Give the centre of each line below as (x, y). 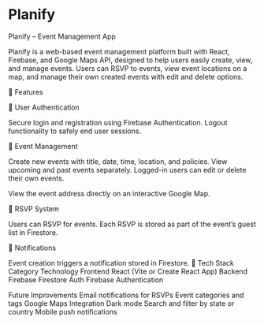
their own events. (36, 178)
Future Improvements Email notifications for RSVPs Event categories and (126, 295)
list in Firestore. (33, 232)
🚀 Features (26, 91)
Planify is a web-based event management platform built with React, (119, 51)
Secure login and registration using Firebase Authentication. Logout (118, 122)
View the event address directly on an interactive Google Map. (109, 193)
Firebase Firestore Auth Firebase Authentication (86, 279)
